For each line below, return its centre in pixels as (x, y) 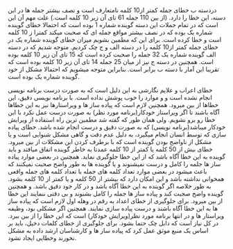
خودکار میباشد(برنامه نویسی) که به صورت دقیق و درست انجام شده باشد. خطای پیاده (117, 127)
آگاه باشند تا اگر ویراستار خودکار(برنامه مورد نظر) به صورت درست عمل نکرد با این (114, 112)
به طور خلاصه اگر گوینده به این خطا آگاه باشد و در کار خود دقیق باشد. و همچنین (110, 186)
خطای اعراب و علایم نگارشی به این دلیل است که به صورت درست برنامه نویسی (110, 90)
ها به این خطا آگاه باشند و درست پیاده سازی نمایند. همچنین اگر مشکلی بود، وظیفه (113, 208)
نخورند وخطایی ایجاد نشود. (42, 238)
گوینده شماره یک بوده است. (44, 77)
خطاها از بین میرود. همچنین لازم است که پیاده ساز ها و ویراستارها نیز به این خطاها (113, 105)
